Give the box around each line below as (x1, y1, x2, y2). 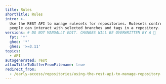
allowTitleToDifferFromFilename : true (5, 62, 85, 67)
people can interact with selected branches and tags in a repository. (9, 26, 161, 31)
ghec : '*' (9, 40, 30, 44)
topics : (5, 48, 21, 53)
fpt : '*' (9, 35, 28, 40)
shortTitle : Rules (5, 12, 43, 17)
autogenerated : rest (5, 58, 48, 63)
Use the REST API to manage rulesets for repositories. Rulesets (9, 21, 147, 26)
